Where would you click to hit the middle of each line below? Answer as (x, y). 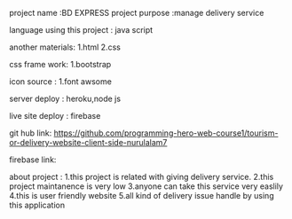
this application (37, 205)
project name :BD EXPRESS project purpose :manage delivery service (137, 13)
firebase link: (33, 160)
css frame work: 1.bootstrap (60, 64)
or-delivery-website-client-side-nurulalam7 (88, 142)
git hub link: (31, 133)
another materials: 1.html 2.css (65, 47)
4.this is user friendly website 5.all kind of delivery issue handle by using (142, 196)
